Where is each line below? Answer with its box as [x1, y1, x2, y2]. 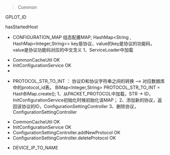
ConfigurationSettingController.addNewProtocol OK [12, 130, 121, 135]
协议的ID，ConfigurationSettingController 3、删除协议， [21, 104, 139, 109]
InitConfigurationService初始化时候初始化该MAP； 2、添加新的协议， [12, 97, 158, 103]
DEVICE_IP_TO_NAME [12, 145, 58, 150]
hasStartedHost [5, 24, 38, 30]
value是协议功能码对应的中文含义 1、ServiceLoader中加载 [12, 47, 133, 53]
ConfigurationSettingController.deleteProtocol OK [12, 135, 116, 141]
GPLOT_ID [5, 14, 27, 20]
